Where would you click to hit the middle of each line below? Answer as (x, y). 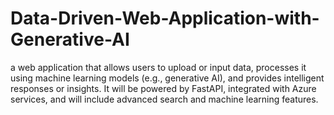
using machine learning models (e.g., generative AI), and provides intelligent (167, 78)
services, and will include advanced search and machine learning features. (164, 99)
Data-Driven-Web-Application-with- (165, 18)
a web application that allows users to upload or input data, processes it (158, 67)
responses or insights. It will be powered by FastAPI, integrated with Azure (163, 88)
